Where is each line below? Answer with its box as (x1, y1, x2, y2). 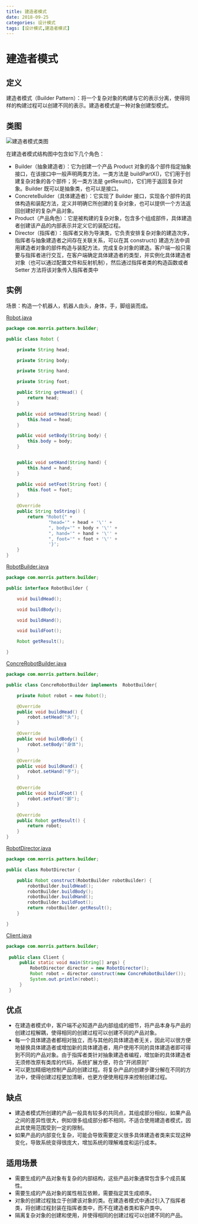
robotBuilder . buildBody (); (27, 888, 94, 895)
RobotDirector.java (6, 845, 51, 851)
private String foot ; (17, 379, 70, 385)
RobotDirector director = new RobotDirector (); (30, 965, 150, 972)
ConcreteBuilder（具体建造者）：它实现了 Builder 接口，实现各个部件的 (14, 193, 186, 200)
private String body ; (17, 357, 70, 364)
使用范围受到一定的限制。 (25, 1124, 87, 1131)
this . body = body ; (27, 438, 73, 444)
